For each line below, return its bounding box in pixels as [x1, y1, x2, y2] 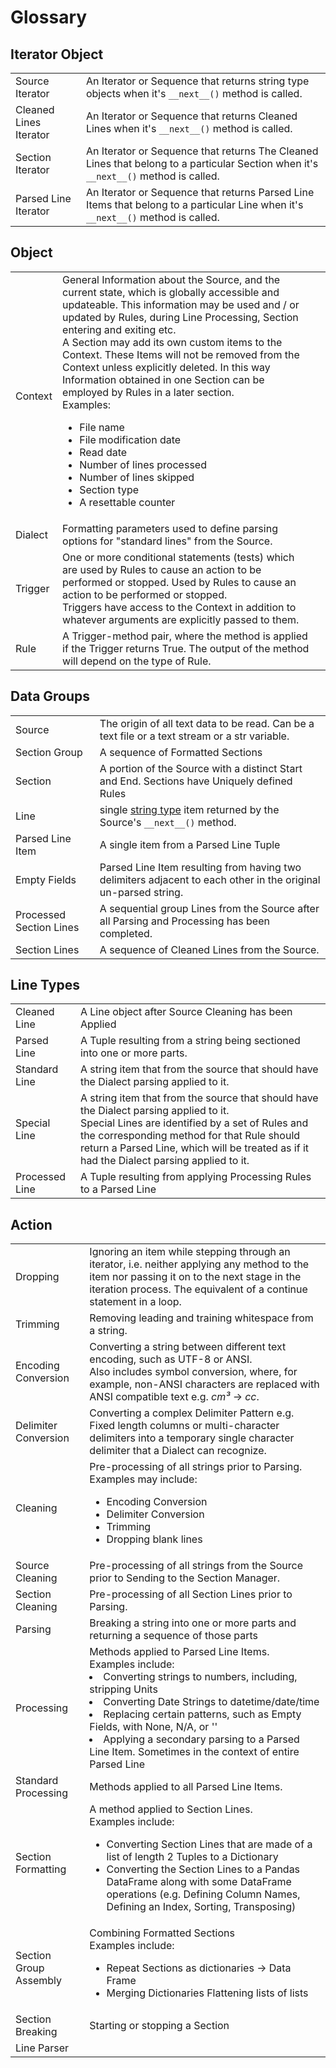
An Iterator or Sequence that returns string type [85, 74, 310, 88]
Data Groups [10, 688, 91, 705]
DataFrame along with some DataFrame [106, 1875, 292, 1889]
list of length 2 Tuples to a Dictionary [106, 1850, 279, 1864]
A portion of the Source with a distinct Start [99, 761, 303, 775]
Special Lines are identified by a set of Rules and [79, 1116, 309, 1130]
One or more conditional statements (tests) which [62, 550, 295, 564]
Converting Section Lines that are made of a [106, 1837, 313, 1851]
